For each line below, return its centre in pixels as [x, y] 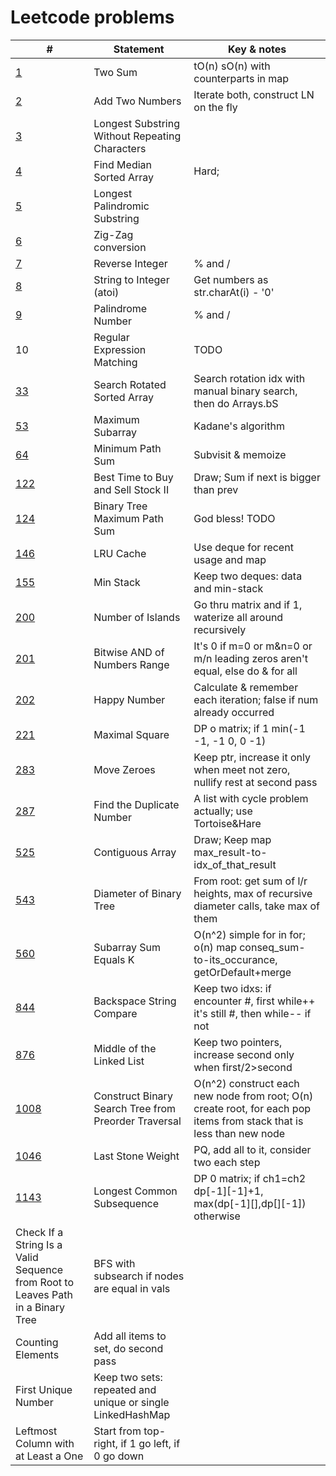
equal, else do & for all [245, 671]
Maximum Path [128, 518]
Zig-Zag [113, 234]
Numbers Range [131, 664]
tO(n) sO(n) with [232, 66]
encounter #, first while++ [254, 1001]
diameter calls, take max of [256, 906]
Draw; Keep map [232, 839]
